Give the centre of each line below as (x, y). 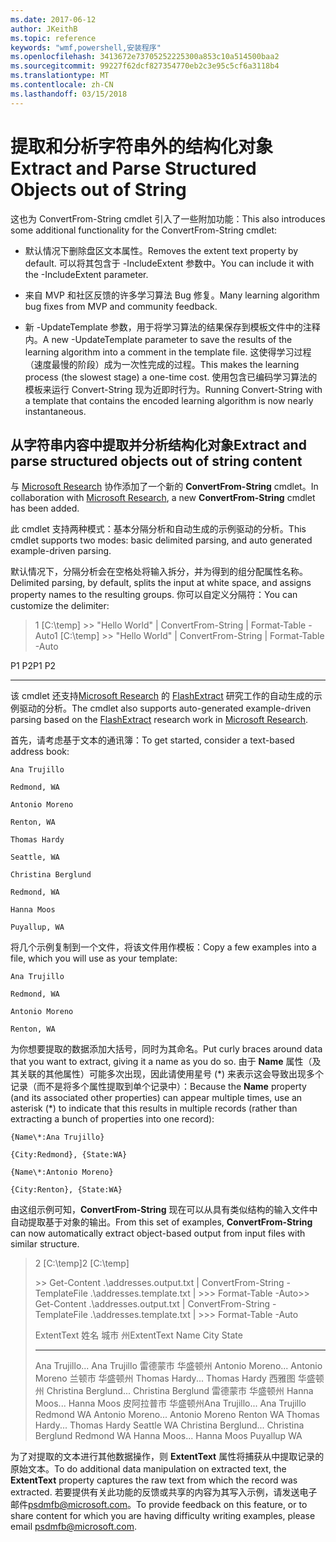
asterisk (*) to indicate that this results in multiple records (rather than (154, 1108)
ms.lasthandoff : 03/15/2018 (69, 94)
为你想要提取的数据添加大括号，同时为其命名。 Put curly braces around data (166, 1049)
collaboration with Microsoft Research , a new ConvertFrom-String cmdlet (163, 498)
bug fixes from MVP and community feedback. (121, 306)
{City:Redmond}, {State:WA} (69, 1155)
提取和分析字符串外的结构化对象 (142, 146)
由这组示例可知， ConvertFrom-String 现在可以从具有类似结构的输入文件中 (164, 1210)
